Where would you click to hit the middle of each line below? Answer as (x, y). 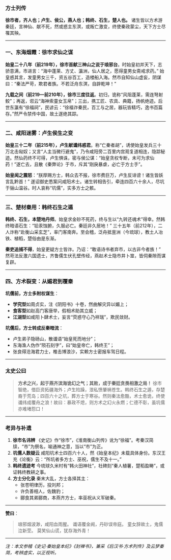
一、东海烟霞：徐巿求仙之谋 (39, 52)
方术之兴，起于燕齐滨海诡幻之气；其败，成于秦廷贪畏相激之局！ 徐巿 (90, 383)
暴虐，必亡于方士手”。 (122, 164)
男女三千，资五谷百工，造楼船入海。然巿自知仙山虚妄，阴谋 (99, 77)
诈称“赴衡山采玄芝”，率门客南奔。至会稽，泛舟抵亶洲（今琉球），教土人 (84, 232)
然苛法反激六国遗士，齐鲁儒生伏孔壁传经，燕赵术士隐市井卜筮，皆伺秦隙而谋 (85, 256)
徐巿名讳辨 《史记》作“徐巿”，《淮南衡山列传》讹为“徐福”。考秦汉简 (83, 440)
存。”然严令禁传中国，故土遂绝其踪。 (43, 114)
